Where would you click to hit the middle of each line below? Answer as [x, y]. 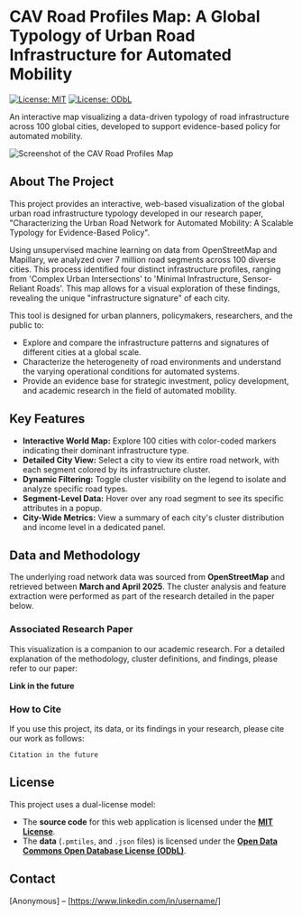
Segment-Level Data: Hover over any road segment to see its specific [153, 498]
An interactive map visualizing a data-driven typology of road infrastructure [150, 117]
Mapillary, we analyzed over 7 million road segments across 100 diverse [143, 259]
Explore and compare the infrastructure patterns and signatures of [146, 342]
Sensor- [257, 278]
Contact [32, 879]
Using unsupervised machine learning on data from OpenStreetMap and [143, 249]
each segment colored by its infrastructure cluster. [116, 469]
